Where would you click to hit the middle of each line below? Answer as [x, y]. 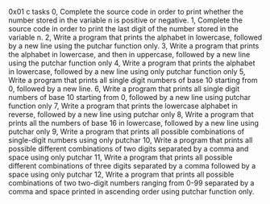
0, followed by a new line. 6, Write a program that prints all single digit [124, 89]
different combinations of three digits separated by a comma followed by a [132, 166]
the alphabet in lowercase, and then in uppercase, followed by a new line [129, 54]
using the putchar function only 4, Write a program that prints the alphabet [132, 63]
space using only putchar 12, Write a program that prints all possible [121, 174]
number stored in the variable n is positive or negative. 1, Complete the [126, 20]
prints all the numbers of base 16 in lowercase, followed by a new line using [134, 123]
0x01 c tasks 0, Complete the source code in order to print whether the [126, 12]
